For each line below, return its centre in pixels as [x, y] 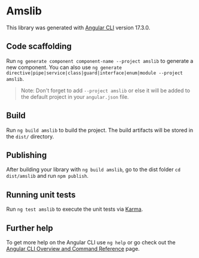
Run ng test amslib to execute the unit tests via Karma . [75, 209]
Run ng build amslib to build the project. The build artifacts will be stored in [100, 130]
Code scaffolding [39, 46]
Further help [30, 228]
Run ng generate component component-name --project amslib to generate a [100, 60]
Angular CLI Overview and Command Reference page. [73, 249]
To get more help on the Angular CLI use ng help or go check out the [91, 242]
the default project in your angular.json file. [75, 96]
